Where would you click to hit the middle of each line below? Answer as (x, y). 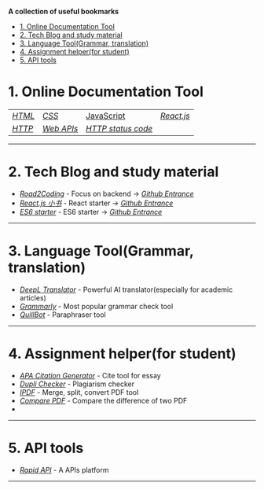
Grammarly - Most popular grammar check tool (96, 306)
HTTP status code (119, 128)
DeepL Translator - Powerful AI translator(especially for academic (126, 289)
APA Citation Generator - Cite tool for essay (90, 375)
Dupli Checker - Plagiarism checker (77, 384)
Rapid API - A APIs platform (64, 470)
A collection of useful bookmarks (64, 11)
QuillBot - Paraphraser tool (62, 315)
